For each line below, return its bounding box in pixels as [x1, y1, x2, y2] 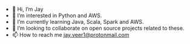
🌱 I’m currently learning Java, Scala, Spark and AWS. [11, 18, 144, 25]
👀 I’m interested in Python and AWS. [11, 12, 102, 19]
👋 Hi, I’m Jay [11, 6, 44, 12]
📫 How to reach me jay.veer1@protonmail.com [11, 32, 129, 38]
